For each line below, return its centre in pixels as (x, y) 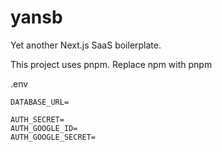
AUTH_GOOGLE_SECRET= (53, 137)
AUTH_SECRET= (37, 119)
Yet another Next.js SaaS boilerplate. (86, 45)
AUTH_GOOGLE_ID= (44, 128)
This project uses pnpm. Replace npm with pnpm (111, 64)
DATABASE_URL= (40, 102)
